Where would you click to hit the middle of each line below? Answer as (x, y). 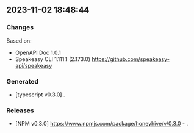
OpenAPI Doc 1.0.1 (38, 52)
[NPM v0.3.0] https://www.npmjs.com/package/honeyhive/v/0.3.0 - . (101, 124)
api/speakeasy (34, 65)
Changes (20, 27)
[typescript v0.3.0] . (40, 95)
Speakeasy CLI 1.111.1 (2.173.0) (52, 59)
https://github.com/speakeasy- (130, 59)
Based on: (19, 41)
